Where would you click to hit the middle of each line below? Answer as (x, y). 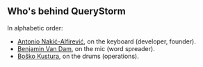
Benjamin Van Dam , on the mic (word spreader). (86, 48)
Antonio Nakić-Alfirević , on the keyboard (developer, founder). (106, 41)
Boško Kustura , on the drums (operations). (78, 56)
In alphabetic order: (35, 28)
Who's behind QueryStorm (67, 11)
